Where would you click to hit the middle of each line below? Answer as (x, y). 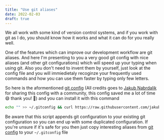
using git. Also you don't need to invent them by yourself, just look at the (78, 68)
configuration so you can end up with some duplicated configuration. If (76, 122)
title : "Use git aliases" (31, 10)
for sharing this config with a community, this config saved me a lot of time (80, 93)
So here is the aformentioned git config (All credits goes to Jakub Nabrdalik (81, 88)
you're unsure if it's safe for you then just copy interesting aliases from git (79, 127)
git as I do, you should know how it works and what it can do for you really (80, 38)
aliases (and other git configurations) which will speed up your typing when (81, 63)
